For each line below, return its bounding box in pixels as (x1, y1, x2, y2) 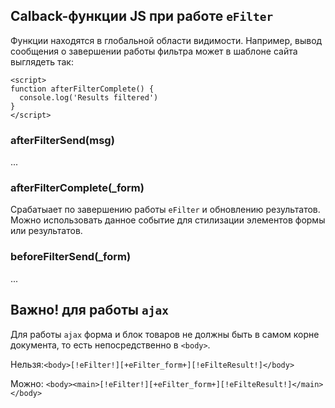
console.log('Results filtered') (19, 92, 159, 103)
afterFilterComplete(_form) (10, 181, 145, 195)
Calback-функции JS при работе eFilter (10, 8, 274, 25)
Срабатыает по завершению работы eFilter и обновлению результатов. (10, 204, 321, 216)
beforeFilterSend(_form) (10, 250, 132, 264)
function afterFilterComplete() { (10, 84, 155, 94)
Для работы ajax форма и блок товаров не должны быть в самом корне (10, 328, 320, 340)
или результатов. (10, 225, 83, 237)
